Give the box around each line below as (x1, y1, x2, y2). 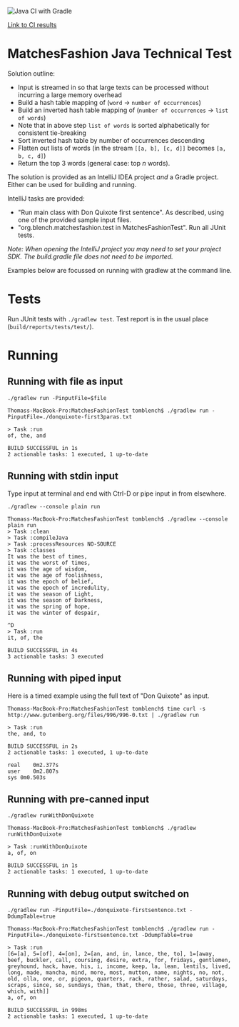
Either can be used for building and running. (7, 180, 137, 189)
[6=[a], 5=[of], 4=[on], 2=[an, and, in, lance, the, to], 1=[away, (7, 951, 215, 958)
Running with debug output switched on (7, 888, 190, 900)
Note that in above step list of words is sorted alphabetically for (17, 121, 210, 129)
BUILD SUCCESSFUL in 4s (7, 646, 78, 653)
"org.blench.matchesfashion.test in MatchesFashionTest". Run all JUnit (17, 223, 226, 231)
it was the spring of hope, (7, 603, 91, 610)
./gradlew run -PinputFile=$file (7, 394, 107, 401)
